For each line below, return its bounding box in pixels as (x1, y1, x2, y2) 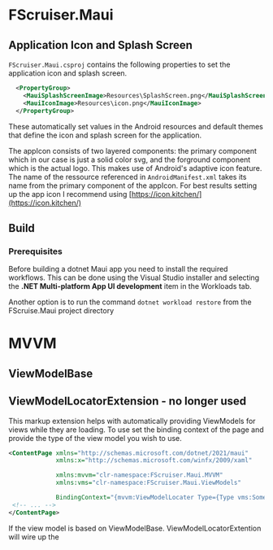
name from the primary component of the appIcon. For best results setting (8, 181, 258, 190)
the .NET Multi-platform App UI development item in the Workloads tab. (8, 282, 252, 291)
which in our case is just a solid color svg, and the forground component (8, 155, 251, 164)
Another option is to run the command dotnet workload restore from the (8, 297, 252, 307)
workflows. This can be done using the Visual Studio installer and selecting (8, 273, 260, 282)
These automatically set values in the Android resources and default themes (8, 121, 264, 131)
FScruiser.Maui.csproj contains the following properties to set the (8, 59, 231, 69)
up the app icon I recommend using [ (8, 189, 132, 199)
